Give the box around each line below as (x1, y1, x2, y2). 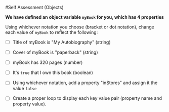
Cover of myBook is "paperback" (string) (12, 49, 98, 55)
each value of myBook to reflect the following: (5, 29, 98, 35)
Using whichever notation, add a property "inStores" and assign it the (12, 80, 158, 86)
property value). (12, 101, 47, 107)
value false (12, 86, 37, 92)
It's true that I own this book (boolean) (12, 69, 94, 76)
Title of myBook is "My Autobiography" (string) (12, 39, 111, 45)
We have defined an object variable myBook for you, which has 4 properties (5, 14, 164, 20)
